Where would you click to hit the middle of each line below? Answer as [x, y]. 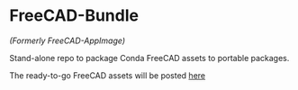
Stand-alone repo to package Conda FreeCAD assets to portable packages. [149, 58]
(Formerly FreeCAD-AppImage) [68, 40]
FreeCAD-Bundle [74, 16]
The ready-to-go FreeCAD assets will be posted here [107, 75]
